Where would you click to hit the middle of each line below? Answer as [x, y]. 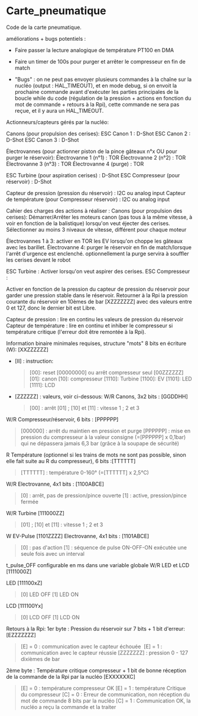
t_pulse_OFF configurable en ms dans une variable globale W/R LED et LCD [98, 565]
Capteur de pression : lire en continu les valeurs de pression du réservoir [95, 319]
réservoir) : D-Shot [29, 181]
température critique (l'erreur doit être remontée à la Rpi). [76, 331]
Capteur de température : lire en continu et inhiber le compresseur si [90, 326]
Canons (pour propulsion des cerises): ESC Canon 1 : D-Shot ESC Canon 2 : [98, 134]
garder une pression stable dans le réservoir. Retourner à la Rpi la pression [97, 295]
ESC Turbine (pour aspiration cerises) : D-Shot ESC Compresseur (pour [93, 175]
